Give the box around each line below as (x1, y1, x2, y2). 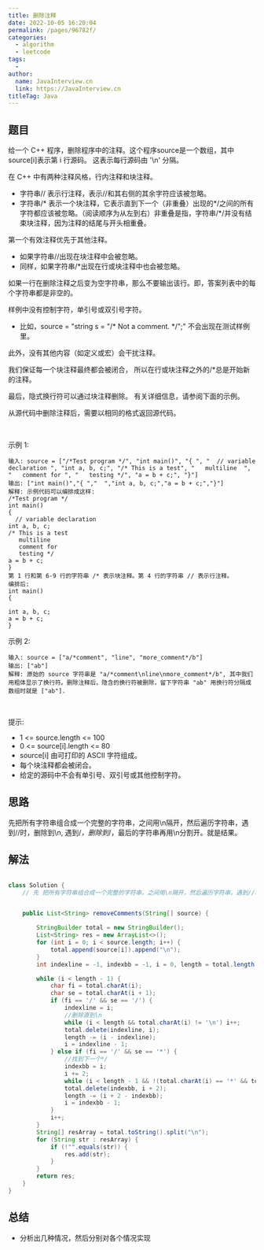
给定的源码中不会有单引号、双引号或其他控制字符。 (19, 771, 185, 780)
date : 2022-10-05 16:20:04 (8, 19, 97, 27)
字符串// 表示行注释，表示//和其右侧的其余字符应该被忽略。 (19, 189, 211, 198)
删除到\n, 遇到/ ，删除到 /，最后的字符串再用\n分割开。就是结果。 (34, 827, 242, 837)
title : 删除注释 (8, 11, 57, 20)
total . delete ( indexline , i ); (64, 1026, 159, 1034)
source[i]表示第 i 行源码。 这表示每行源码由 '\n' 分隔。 (8, 155, 183, 165)
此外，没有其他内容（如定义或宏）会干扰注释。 (8, 348, 159, 358)
